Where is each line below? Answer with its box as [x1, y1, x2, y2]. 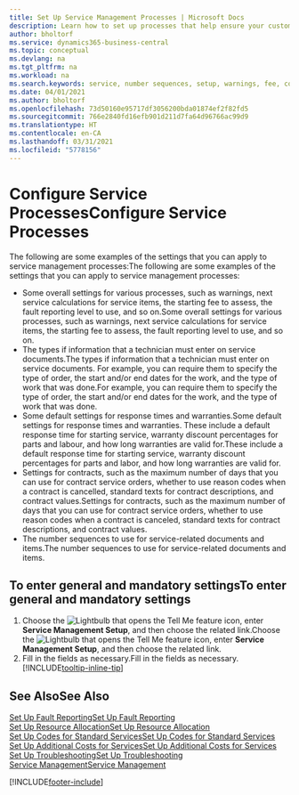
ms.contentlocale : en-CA [9, 129, 101, 138]
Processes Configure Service [9, 202, 227, 223]
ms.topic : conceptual [9, 46, 90, 55]
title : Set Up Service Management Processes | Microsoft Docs [9, 12, 245, 22]
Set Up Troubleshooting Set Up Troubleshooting [9, 750, 183, 761]
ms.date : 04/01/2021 [9, 87, 86, 96]
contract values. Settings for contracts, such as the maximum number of [21, 495, 287, 506]
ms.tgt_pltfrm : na [9, 63, 77, 72]
